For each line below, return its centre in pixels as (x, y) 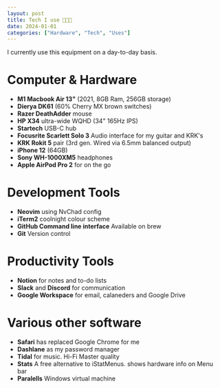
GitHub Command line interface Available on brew (89, 226)
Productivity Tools (61, 261)
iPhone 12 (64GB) (42, 150)
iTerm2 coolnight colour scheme (63, 219)
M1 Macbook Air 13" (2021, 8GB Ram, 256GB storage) (94, 99)
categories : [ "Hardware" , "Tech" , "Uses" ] (69, 33)
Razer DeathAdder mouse (54, 114)
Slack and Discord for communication (71, 288)
